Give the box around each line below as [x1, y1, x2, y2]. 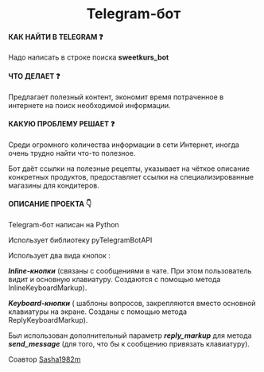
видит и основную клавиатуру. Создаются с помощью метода [8, 275, 221, 284]
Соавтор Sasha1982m [8, 355, 81, 364]
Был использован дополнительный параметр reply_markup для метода [8, 331, 252, 340]
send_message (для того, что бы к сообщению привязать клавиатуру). [8, 339, 250, 348]
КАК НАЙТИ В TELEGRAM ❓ [8, 32, 103, 41]
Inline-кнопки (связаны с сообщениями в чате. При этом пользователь [8, 266, 252, 275]
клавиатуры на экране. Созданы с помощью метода [8, 307, 188, 316]
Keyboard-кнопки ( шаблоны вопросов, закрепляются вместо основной [8, 299, 256, 308]
